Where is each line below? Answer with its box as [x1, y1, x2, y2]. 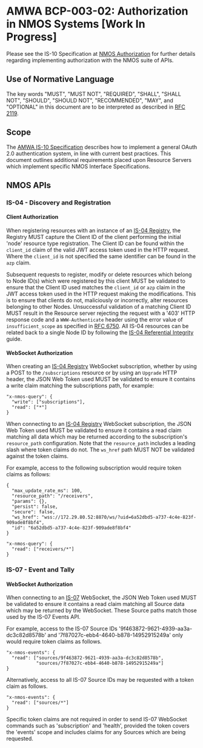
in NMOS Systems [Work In [6, 17, 145, 31]
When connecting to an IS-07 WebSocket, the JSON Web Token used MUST [6, 594, 197, 601]
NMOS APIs [6, 180, 52, 190]
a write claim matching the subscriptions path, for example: [6, 382, 155, 389]
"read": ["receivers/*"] [12, 546, 75, 553]
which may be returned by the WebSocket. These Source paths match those [6, 607, 197, 614]
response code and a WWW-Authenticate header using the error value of [6, 316, 183, 323]
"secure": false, [12, 509, 56, 515]
